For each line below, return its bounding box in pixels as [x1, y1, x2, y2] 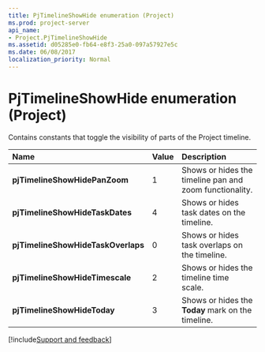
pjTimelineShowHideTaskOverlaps [12, 239, 144, 250]
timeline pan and [181, 174, 243, 185]
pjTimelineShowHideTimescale [12, 271, 132, 283]
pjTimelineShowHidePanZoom [12, 174, 129, 185]
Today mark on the [181, 305, 252, 316]
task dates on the [181, 207, 246, 218]
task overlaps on [181, 239, 243, 250]
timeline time [181, 271, 230, 283]
